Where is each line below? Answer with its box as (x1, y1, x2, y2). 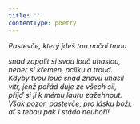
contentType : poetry (8, 19, 78, 27)
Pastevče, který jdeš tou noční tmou (8, 41, 127, 50)
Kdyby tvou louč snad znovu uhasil (8, 73, 124, 83)
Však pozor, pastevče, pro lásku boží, (8, 99, 133, 108)
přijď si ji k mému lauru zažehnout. (8, 90, 122, 99)
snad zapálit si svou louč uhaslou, (8, 56, 122, 66)
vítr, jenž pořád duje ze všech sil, (8, 81, 118, 91)
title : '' (8, 11, 42, 20)
